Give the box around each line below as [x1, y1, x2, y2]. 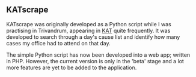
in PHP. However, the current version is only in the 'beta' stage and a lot [6, 57, 185, 64]
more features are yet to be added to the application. [6, 64, 137, 71]
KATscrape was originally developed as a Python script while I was [6, 20, 171, 27]
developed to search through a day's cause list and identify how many [6, 33, 180, 41]
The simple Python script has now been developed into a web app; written [6, 51, 191, 58]
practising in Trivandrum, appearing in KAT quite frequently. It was [6, 27, 171, 34]
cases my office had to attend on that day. [6, 39, 111, 47]
